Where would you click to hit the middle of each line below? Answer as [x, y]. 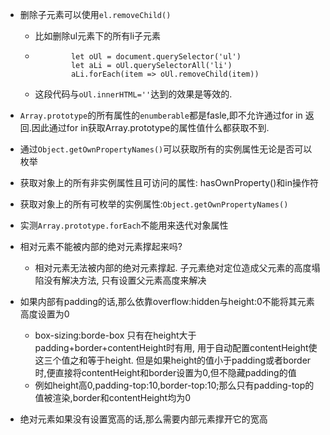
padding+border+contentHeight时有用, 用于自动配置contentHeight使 [176, 347]
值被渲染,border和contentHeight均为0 [112, 397]
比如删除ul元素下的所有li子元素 [98, 36]
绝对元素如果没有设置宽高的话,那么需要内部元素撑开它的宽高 [143, 419]
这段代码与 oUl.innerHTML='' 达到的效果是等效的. [133, 94]
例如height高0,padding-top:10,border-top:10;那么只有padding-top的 [174, 385]
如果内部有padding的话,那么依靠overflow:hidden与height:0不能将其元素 [167, 301]
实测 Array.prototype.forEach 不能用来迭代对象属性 [124, 225]
